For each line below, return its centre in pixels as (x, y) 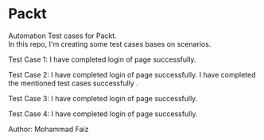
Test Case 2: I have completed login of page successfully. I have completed (132, 74)
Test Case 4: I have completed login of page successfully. (103, 114)
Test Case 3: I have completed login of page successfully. (103, 98)
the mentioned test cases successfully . (74, 83)
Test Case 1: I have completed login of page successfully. (102, 59)
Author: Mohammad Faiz (49, 129)
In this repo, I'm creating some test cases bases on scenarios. (110, 44)
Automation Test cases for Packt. (62, 36)
